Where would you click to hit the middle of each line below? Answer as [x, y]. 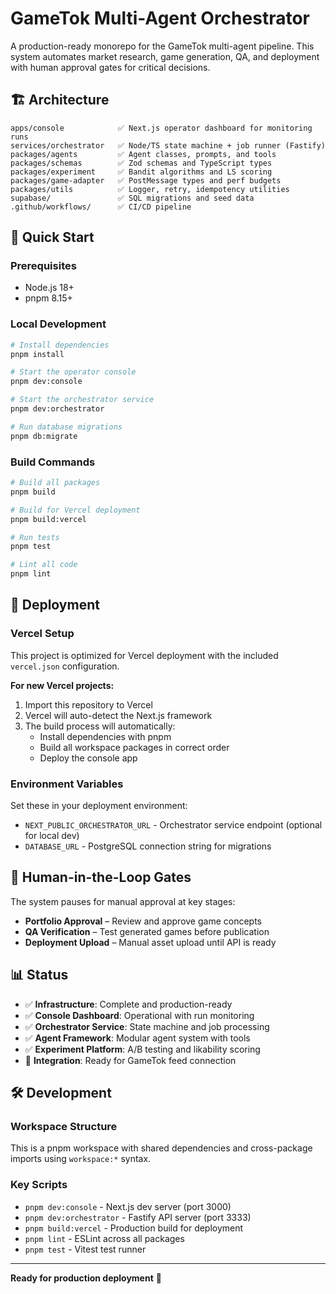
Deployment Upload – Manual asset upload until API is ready [150, 942]
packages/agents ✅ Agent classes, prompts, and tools [143, 154]
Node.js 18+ [49, 288]
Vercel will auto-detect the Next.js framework [118, 715]
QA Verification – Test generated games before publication [147, 931]
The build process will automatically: [100, 726]
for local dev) [52, 836]
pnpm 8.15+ [48, 298]
